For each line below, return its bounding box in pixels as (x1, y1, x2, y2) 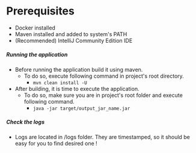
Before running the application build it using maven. (14, 66, 143, 73)
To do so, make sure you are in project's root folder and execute (23, 92, 183, 99)
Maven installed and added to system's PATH (14, 30, 127, 37)
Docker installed (14, 24, 56, 31)
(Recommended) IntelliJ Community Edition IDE (14, 37, 133, 44)
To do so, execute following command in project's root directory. (23, 72, 185, 80)
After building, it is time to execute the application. (14, 85, 139, 92)
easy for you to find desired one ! (14, 140, 97, 147)
